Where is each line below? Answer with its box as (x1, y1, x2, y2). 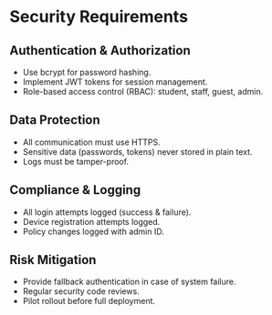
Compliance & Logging (9, 182, 141, 198)
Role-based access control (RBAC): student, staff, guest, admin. (22, 86, 264, 97)
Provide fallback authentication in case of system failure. (22, 276, 236, 288)
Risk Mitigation (9, 252, 97, 268)
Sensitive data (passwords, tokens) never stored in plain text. (22, 146, 253, 157)
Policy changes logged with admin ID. (22, 226, 164, 237)
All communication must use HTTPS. (22, 137, 162, 147)
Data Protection (9, 112, 100, 128)
